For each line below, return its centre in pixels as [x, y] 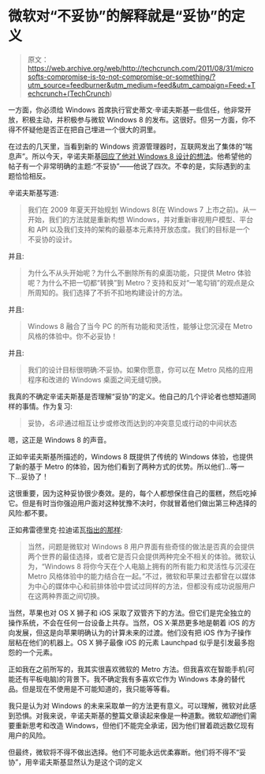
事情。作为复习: [47, 406]
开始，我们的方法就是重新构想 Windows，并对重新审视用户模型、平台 [140, 219]
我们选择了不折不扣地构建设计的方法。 [124, 293]
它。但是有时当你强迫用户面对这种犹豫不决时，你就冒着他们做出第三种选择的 [132, 503]
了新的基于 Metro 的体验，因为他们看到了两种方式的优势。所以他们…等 [123, 466]
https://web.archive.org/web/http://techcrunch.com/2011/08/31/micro [140, 68]
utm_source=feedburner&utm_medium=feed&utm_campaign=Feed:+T [142, 85]
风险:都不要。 [30, 513]
